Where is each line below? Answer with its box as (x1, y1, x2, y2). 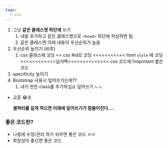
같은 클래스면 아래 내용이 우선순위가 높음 (20, 39, 100, 45)
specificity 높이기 (12, 71, 48, 77)
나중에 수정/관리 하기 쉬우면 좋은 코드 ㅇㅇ (12, 131, 96, 137)
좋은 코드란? (5, 119, 34, 126)
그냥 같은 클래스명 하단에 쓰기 (12, 26, 71, 33)
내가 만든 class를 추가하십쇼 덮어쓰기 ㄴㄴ (20, 83, 103, 89)
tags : (5, 7, 17, 13)
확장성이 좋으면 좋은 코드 (12, 137, 62, 143)
